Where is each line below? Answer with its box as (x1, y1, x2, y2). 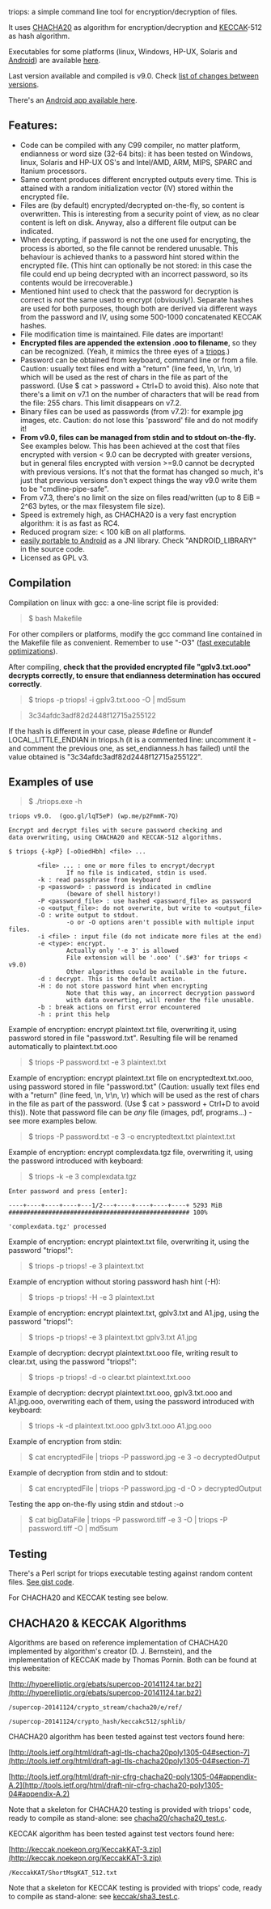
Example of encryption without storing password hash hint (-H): (8, 1277, 221, 1287)
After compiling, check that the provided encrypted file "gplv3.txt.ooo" (8, 662, 252, 671)
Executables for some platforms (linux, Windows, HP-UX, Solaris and (8, 47, 238, 56)
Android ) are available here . (8, 56, 101, 65)
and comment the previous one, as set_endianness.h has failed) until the (8, 743, 250, 753)
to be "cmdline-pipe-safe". (19, 484, 109, 493)
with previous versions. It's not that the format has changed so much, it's (19, 467, 264, 476)
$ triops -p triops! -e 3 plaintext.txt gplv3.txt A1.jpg (28, 1332, 197, 1342)
